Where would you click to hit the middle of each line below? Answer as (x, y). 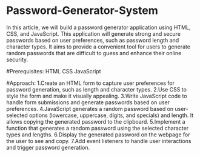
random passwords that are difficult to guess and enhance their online (94, 53)
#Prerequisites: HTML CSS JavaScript (54, 71)
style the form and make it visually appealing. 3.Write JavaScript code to (97, 96)
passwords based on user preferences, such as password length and (93, 40)
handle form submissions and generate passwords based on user (88, 102)
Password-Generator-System (82, 11)
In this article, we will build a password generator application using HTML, (98, 27)
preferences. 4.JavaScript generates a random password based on (90, 109)
